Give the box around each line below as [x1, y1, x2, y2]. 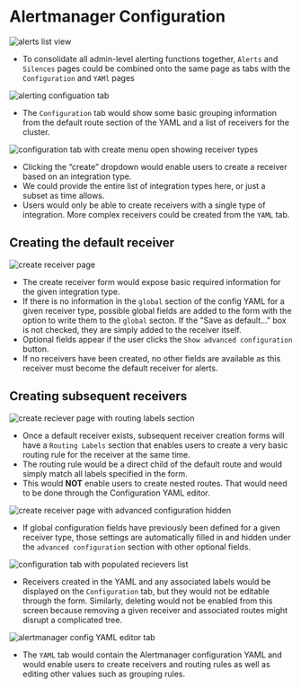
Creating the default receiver [9, 236, 175, 251]
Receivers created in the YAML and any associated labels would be [22, 576, 271, 586]
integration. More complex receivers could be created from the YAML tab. [22, 209, 290, 219]
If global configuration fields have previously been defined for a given [22, 522, 281, 532]
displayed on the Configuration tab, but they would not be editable [22, 585, 270, 596]
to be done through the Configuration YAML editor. [22, 487, 210, 498]
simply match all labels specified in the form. [22, 468, 189, 478]
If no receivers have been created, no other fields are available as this [22, 353, 281, 363]
